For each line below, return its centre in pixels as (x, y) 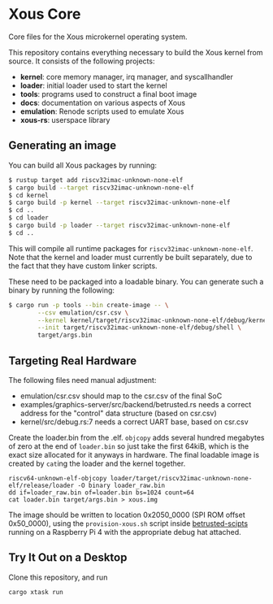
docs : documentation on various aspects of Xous (102, 102)
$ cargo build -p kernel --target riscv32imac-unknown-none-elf (119, 203)
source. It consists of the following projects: (82, 61)
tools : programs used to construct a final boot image (108, 93)
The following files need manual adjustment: (82, 380)
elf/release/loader (41, 485)
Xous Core (45, 14)
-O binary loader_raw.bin (121, 485)
